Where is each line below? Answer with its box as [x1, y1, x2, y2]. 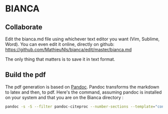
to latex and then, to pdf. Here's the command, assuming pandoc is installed [5, 89, 162, 95]
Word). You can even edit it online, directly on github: [5, 41, 114, 47]
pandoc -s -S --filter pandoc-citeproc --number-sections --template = [5, 104, 155, 109]
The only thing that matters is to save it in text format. [5, 56, 115, 62]
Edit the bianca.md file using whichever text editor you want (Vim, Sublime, [5, 36, 160, 42]
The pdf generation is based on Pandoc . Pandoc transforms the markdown [5, 84, 159, 90]
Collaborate [5, 23, 42, 31]
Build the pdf [5, 71, 46, 79]
